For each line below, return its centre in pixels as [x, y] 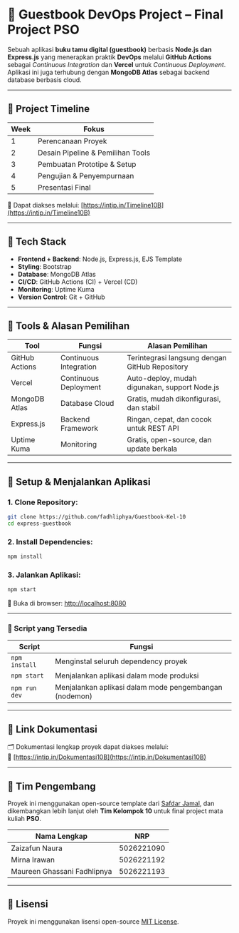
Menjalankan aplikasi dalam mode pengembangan [138, 688]
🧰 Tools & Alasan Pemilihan [69, 326]
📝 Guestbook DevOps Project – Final [116, 15]
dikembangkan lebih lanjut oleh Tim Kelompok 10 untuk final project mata [115, 811]
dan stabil [143, 408]
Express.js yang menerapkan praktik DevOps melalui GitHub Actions [110, 57]
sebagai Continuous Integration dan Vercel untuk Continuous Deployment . [117, 64]
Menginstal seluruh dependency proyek [121, 661]
